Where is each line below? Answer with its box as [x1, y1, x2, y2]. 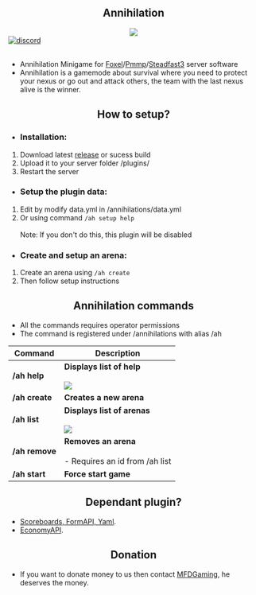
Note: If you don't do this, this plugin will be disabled [19, 230, 192, 239]
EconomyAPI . [19, 525, 64, 535]
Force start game [64, 469, 131, 480]
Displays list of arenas [64, 405, 150, 416]
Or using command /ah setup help [19, 212, 135, 222]
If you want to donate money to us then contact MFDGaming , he [19, 569, 231, 579]
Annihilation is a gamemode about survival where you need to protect [19, 68, 248, 77]
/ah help [12, 370, 45, 381]
